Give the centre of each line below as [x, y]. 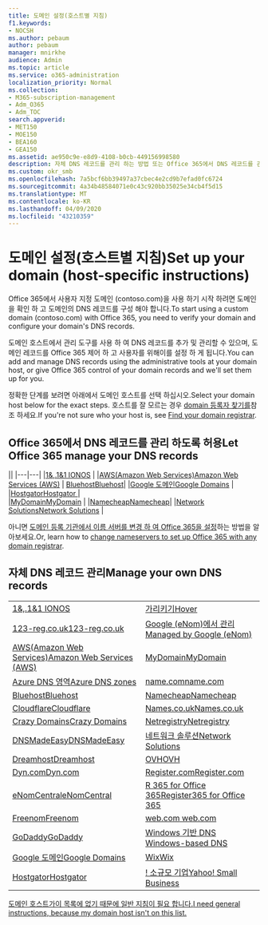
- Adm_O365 [26, 105]
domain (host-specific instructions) [129, 276]
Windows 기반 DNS [181, 832]
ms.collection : [33, 90]
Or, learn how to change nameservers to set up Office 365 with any [146, 537]
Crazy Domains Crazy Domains [70, 721]
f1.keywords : [30, 23]
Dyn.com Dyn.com [46, 772]
